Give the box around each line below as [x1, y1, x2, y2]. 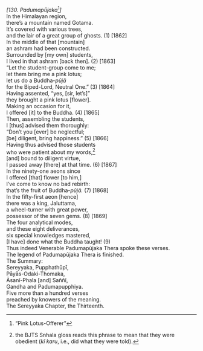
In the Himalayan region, [6, 12, 67, 20]
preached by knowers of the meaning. [6, 296, 101, 303]
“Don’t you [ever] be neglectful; [6, 128, 85, 135]
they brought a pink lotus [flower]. [6, 96, 91, 103]
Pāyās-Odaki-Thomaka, [6, 270, 65, 277]
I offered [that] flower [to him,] [6, 174, 82, 181]
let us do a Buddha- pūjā [6, 77, 66, 84]
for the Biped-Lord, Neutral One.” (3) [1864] [6, 83, 115, 90]
